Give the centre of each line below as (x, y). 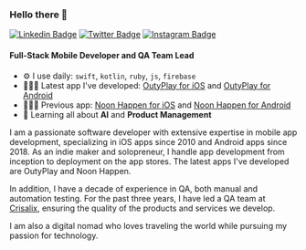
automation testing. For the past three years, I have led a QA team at (138, 198)
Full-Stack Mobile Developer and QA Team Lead (102, 55)
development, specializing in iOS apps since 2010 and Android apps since (148, 141)
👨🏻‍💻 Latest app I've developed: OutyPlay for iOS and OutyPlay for (147, 85)
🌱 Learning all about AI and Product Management (117, 114)
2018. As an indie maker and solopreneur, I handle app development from (147, 151)
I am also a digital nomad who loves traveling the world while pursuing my (148, 225)
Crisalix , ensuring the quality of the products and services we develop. (142, 208)
